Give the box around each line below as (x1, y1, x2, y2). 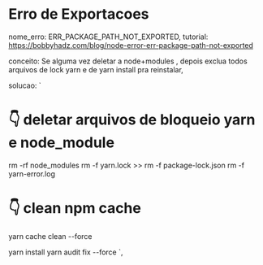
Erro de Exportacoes (8, 5, 149, 24)
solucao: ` (8, 80, 42, 90)
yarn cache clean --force (8, 231, 93, 241)
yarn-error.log (8, 168, 55, 179)
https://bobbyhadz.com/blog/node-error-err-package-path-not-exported (8, 40, 254, 50)
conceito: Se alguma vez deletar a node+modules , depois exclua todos (8, 56, 248, 66)
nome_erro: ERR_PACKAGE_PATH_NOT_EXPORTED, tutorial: (8, 32, 209, 41)
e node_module (8, 133, 115, 152)
